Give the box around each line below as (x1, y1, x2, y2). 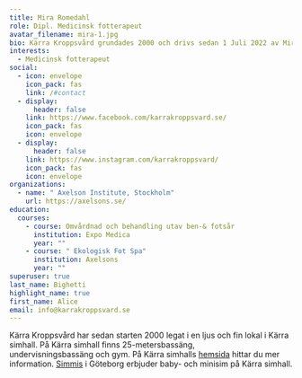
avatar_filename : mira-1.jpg (9, 30, 119, 39)
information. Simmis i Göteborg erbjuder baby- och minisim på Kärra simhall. (9, 358, 293, 369)
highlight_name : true (9, 288, 91, 297)
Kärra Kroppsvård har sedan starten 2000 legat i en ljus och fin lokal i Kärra (9, 330, 289, 341)
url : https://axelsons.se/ (25, 197, 127, 207)
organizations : (9, 180, 67, 189)
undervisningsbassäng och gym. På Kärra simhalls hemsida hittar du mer (9, 349, 280, 360)
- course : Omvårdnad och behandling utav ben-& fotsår (25, 222, 235, 231)
